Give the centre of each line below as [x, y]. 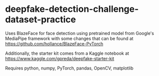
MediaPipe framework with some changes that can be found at [69, 38]
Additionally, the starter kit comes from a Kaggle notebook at [67, 53]
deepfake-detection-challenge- [72, 9]
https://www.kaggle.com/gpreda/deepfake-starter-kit [60, 58]
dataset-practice [41, 19]
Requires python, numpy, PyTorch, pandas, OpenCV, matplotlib [69, 68]
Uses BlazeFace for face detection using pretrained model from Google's [80, 33]
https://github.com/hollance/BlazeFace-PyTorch [54, 43]
